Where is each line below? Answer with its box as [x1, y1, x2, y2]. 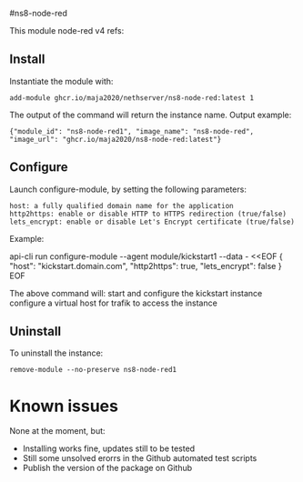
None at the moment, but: [9, 426, 106, 437]
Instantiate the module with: [9, 75, 114, 86]
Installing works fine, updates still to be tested [22, 443, 196, 454]
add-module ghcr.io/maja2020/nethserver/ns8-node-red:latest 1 [9, 93, 255, 103]
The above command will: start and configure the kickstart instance [9, 287, 263, 298]
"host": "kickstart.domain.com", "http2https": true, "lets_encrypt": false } [9, 260, 282, 271]
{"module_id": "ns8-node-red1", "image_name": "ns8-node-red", [9, 126, 255, 136]
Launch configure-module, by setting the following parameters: [9, 184, 247, 195]
